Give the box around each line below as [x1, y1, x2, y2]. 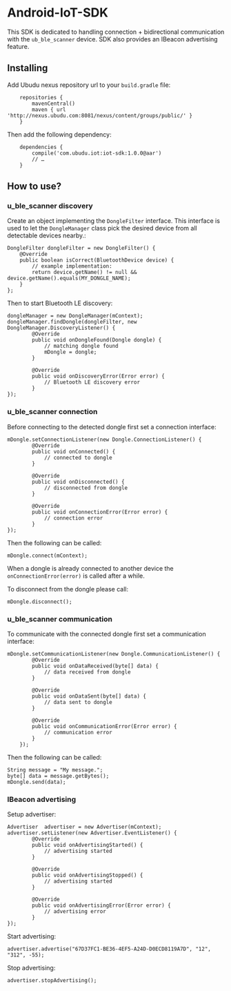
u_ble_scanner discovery [7, 202, 93, 211]
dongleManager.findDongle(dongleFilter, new [7, 319, 137, 326]
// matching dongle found [43, 343, 119, 350]
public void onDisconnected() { [32, 478, 125, 485]
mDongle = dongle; [43, 349, 97, 356]
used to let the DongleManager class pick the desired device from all [7, 224, 198, 233]
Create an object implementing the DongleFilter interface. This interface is [7, 217, 221, 225]
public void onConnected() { [32, 448, 116, 455]
